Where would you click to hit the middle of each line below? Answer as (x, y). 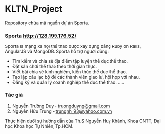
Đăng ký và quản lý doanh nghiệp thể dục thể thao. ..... (68, 82)
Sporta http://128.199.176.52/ (41, 36)
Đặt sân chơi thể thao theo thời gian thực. (55, 67)
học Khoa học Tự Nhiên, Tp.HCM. (39, 126)
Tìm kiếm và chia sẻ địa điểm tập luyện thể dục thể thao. (70, 61)
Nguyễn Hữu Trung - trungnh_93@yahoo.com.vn (62, 111)
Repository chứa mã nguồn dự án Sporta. (47, 23)
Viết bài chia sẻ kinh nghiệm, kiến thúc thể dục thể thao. (70, 72)
